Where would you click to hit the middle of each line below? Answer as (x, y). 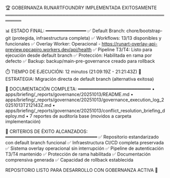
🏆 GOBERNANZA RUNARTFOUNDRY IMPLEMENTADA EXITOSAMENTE (81, 8)
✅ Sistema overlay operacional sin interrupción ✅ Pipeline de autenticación (84, 148)
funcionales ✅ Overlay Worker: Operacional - (53, 44)
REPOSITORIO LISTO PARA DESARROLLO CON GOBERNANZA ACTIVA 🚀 (82, 170)
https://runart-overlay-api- (130, 44)
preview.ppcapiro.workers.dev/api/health (49, 50)
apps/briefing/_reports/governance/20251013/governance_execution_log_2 (85, 100)
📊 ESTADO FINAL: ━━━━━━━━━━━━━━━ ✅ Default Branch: (65, 31)
